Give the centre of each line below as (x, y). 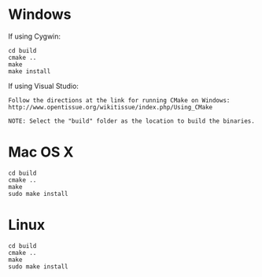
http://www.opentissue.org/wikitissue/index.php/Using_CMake (111, 107)
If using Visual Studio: (43, 86)
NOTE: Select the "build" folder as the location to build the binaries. (132, 121)
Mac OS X (41, 152)
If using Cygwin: (35, 36)
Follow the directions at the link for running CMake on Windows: (119, 100)
